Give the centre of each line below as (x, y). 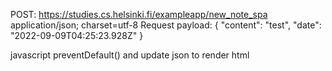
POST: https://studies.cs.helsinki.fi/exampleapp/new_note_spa (139, 14)
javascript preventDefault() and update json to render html (130, 55)
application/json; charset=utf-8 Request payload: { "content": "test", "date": (166, 25)
